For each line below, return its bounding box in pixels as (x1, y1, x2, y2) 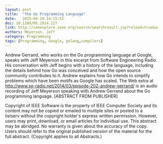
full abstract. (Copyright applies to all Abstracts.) (5, 133, 102, 139)
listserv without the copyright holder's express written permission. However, (5, 112, 158, 119)
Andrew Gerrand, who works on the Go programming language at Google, (5, 52, 153, 58)
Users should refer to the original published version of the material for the (5, 128, 152, 134)
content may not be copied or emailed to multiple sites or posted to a (5, 108, 143, 113)
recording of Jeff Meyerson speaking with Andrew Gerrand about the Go (5, 88, 150, 94)
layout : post (5, 7, 32, 12)
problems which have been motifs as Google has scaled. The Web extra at (5, 78, 154, 83)
